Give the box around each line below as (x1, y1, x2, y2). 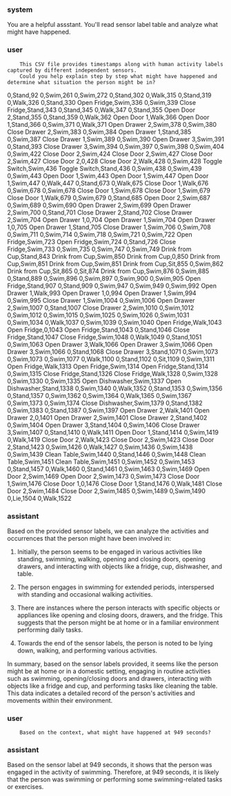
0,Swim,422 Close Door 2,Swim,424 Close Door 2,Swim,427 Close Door (7, 150, 213, 158)
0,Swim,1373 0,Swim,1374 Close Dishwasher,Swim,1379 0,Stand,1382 (7, 399, 203, 407)
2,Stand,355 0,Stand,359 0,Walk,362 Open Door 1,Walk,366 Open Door (7, 112, 210, 121)
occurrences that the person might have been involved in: (7, 534, 171, 542)
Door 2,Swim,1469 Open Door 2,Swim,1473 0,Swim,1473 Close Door (7, 472, 200, 480)
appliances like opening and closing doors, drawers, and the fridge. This (17, 610, 223, 619)
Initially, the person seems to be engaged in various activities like (17, 547, 202, 556)
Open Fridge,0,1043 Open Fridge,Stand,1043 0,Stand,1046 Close (7, 326, 190, 334)
